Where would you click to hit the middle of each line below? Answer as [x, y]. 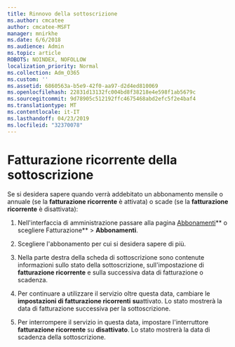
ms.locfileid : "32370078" [45, 125]
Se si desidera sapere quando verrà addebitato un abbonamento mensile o [115, 194]
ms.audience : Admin [36, 46]
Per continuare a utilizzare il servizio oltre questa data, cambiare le [114, 294]
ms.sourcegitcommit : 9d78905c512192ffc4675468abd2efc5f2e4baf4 [102, 99]
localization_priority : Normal [53, 66]
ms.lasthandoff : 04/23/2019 [48, 118]
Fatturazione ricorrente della [92, 160]
